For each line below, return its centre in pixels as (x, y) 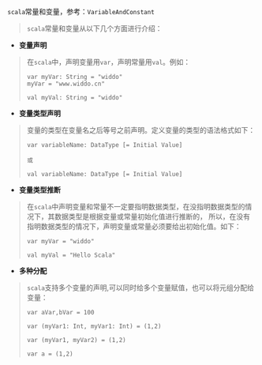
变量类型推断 (39, 190)
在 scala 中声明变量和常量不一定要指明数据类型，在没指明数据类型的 (136, 207)
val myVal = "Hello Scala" (71, 255)
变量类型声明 (39, 113)
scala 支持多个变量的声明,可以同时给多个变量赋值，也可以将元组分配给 (140, 288)
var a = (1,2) (50, 354)
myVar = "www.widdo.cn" (66, 84)
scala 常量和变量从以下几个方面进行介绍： (94, 28)
